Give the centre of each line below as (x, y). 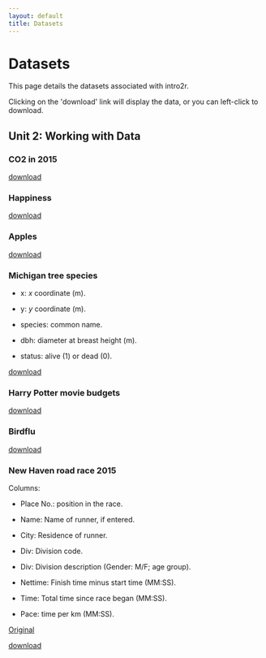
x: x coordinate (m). (53, 293)
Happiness (30, 198)
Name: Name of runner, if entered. (77, 519)
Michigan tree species (53, 275)
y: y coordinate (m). (53, 309)
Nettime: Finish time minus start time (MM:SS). (98, 582)
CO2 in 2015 (33, 159)
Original (21, 630)
